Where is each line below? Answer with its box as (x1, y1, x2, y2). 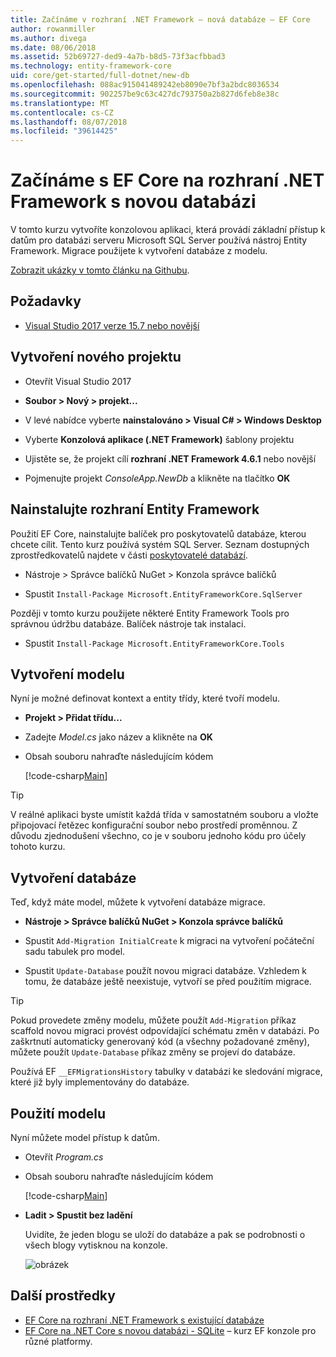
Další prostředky (10, 1287, 116, 1305)
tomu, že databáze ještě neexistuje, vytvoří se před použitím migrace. (24, 976, 312, 988)
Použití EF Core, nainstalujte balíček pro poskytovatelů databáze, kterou (10, 527, 307, 540)
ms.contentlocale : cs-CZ (10, 107, 114, 118)
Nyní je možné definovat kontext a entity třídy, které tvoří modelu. (10, 692, 280, 705)
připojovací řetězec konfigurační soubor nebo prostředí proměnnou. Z (10, 819, 298, 831)
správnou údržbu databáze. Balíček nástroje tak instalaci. (10, 617, 247, 630)
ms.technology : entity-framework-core (10, 61, 172, 71)
